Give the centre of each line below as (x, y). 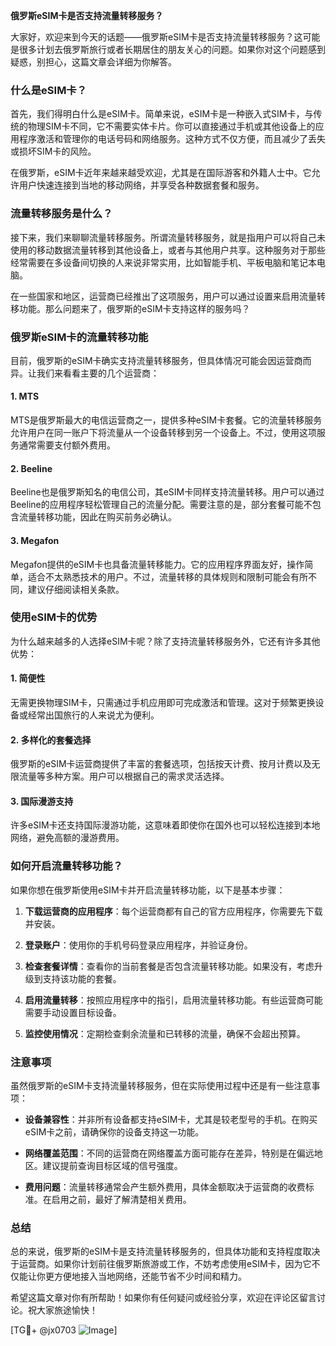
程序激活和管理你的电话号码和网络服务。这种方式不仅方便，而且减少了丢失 (172, 139)
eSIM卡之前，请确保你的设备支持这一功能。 (114, 1132)
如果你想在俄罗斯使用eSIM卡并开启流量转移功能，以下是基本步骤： (148, 890)
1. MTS (25, 396)
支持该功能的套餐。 (82, 978)
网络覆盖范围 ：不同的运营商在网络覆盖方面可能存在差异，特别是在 (160, 1153)
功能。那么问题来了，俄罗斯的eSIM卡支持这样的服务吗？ (134, 308)
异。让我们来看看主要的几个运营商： (85, 373)
